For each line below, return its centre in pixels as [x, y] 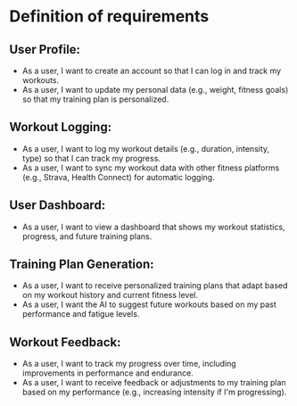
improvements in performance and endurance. [107, 373]
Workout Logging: [61, 127]
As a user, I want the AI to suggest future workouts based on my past [149, 304]
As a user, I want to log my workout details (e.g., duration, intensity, [146, 148]
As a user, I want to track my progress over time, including [129, 364]
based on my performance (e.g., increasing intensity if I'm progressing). [154, 392]
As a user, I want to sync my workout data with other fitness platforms [151, 168]
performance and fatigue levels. [81, 314]
